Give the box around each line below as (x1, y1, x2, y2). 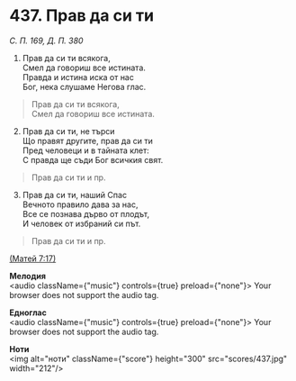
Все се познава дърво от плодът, (22, 208, 150, 219)
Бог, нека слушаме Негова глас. (22, 81, 147, 92)
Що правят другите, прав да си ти (22, 135, 153, 146)
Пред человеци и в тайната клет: (22, 145, 150, 156)
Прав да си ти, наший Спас (22, 189, 128, 200)
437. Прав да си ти (9, 5, 155, 26)
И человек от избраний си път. (22, 218, 141, 229)
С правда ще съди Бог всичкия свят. (22, 154, 164, 165)
